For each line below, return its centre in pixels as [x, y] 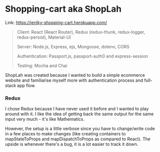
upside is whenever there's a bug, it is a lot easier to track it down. [72, 144]
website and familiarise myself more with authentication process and [74, 80]
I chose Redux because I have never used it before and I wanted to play [77, 109]
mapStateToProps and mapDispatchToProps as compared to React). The [78, 139]
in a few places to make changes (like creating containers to [65, 134]
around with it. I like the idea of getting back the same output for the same [79, 114]
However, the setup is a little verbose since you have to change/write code [80, 129]
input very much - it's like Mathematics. [45, 119]
